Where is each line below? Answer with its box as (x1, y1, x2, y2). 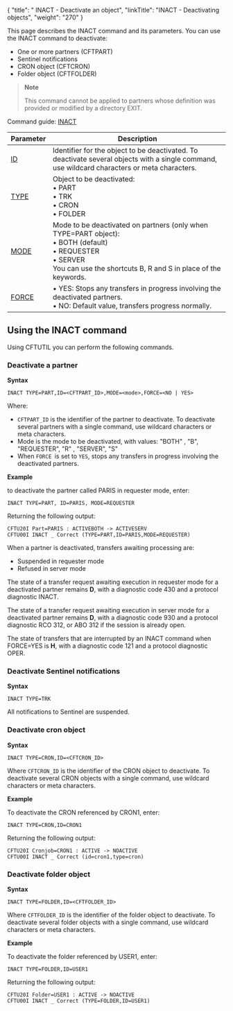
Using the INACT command (7, 324, 127, 336)
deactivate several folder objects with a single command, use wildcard (7, 918, 209, 926)
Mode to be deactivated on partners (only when (52, 220, 208, 230)
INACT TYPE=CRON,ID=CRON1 (7, 821, 82, 828)
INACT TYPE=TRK (7, 696, 51, 703)
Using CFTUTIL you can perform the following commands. (7, 343, 174, 351)
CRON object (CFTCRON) (17, 62, 91, 70)
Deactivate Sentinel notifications (7, 667, 120, 676)
